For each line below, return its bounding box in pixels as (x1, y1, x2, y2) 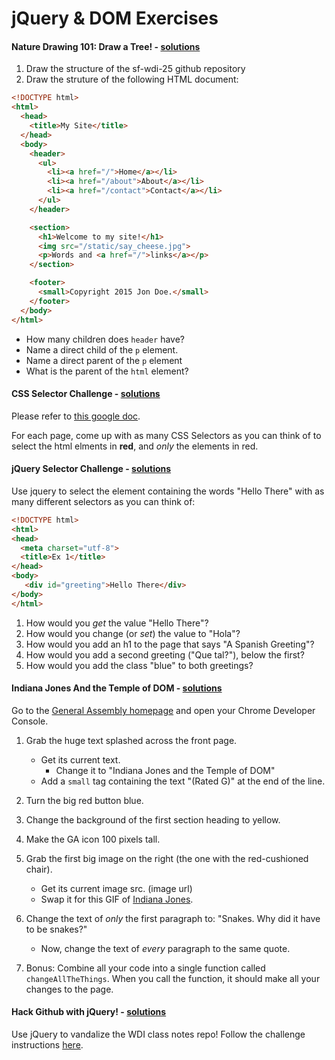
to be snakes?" (25, 923, 88, 935)
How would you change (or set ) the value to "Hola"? (25, 627, 241, 639)
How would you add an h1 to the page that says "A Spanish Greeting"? (25, 638, 315, 650)
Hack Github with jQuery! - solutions (11, 1006, 167, 1018)
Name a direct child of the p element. (25, 343, 179, 356)
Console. (11, 715, 49, 727)
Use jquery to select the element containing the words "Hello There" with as (11, 485, 325, 497)
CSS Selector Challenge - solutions (11, 388, 161, 400)
